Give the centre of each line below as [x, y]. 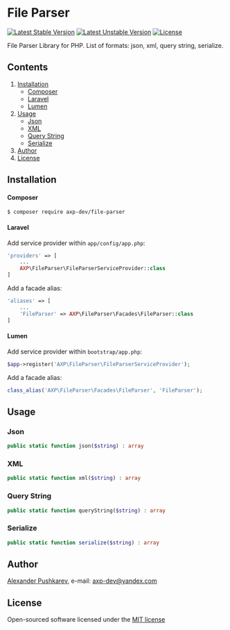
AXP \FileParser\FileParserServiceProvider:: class [93, 269]
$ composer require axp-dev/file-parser [67, 212]
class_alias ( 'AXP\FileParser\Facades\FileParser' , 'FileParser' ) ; [105, 390]
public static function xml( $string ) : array [74, 478]
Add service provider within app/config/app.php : [76, 243]
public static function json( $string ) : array [76, 446]
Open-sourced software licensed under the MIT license [86, 620]
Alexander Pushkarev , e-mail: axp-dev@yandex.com [82, 581]
